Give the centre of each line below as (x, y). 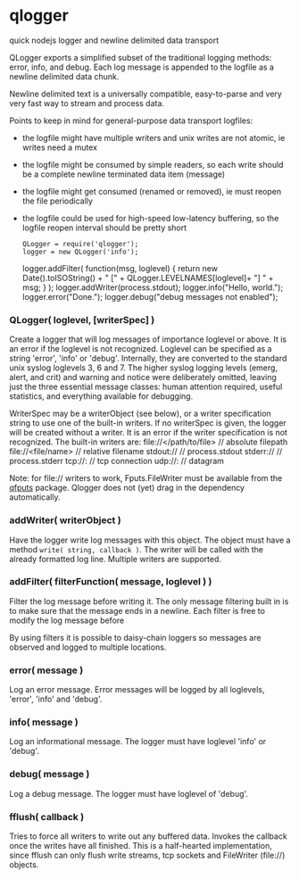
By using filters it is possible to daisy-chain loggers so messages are (135, 637)
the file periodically (58, 201)
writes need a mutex (60, 147)
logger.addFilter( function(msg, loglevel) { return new (120, 268)
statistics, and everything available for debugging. (101, 396)
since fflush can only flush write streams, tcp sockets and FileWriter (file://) (147, 855)
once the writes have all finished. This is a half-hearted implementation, (141, 846)
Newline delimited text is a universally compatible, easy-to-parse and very (146, 94)
